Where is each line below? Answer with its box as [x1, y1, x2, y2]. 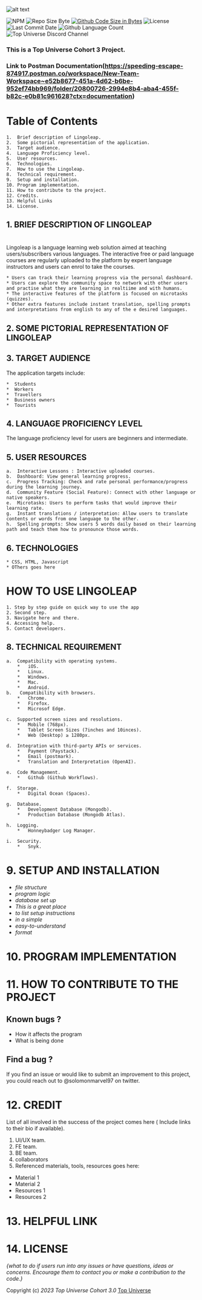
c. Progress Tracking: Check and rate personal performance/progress [6, 479, 188, 485]
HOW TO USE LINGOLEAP [6, 584, 137, 598]
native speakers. [6, 495, 50, 501]
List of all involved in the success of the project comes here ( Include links [6, 1118, 191, 1126]
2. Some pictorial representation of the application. [6, 139, 150, 145]
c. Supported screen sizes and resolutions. [6, 716, 123, 722]
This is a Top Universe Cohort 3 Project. [6, 45, 126, 54]
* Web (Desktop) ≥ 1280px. [17, 732, 91, 738]
